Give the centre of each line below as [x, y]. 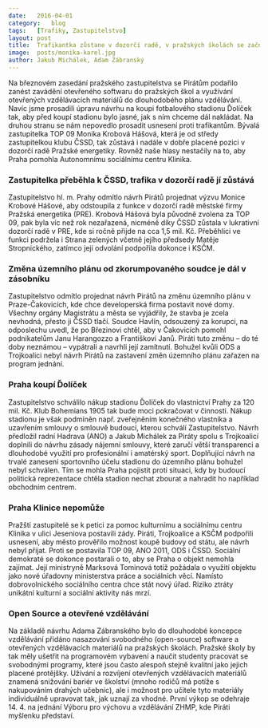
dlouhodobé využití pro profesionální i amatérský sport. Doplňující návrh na [132, 453]
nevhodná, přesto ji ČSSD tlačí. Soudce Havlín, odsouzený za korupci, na [128, 322]
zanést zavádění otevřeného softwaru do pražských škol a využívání [121, 91]
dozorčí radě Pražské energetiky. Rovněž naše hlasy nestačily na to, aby [127, 150]
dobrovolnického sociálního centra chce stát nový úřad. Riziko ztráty [121, 584]
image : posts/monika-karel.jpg [62, 53]
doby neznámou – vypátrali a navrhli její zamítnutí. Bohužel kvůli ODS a [124, 347]
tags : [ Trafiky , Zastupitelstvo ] [67, 30]
